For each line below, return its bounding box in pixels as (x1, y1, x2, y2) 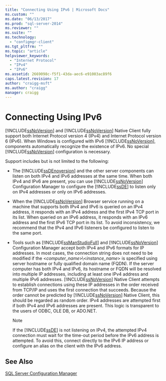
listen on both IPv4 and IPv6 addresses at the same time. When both (12, 173, 153, 179)
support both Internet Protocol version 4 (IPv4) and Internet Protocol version (5, 133, 162, 139)
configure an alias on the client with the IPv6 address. (12, 343, 122, 349)
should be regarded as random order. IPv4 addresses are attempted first (12, 297, 161, 303)
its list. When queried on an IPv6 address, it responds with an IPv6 (12, 214, 148, 220)
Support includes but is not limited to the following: (5, 158, 109, 164)
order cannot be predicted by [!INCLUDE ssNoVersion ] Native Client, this (12, 292, 160, 298)
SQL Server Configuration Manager (5, 371, 77, 377)
